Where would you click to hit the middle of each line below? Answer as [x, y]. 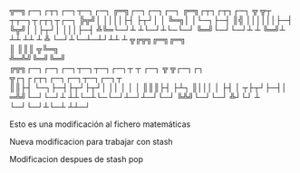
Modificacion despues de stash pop [76, 159]
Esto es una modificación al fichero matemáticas [100, 124]
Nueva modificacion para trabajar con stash [92, 142]
